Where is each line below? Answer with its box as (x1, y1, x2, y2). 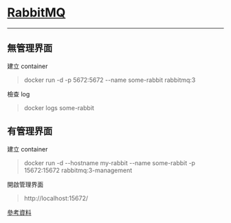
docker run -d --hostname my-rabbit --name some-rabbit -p (23, 158, 196, 167)
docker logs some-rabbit (23, 103, 95, 111)
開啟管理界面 (7, 180, 43, 189)
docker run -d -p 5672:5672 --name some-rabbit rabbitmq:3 (23, 76, 196, 84)
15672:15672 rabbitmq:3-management (23, 166, 133, 174)
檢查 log (7, 89, 30, 98)
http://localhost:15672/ (23, 194, 88, 202)
